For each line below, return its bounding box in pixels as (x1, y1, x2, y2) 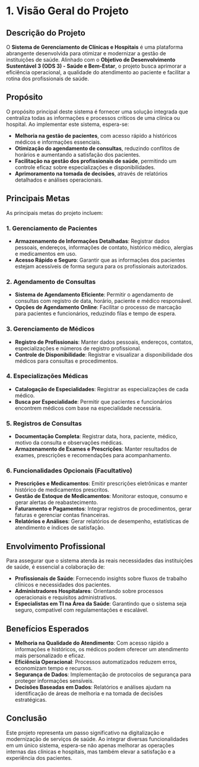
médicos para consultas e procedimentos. (14, 357, 118, 365)
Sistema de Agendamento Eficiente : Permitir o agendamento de (14, 291, 173, 298)
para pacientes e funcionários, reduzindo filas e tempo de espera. (14, 310, 176, 317)
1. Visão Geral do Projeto (6, 4, 129, 18)
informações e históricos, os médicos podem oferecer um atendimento (14, 646, 189, 653)
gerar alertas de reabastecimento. (14, 499, 99, 506)
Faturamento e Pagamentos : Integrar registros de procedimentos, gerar (14, 505, 192, 512)
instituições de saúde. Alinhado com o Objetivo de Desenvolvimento (6, 56, 176, 63)
